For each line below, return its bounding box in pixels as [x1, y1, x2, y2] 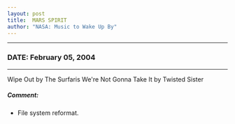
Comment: [7, 91, 39, 100]
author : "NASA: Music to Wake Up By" [7, 23, 117, 30]
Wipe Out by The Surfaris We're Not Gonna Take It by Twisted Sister [7, 75, 204, 84]
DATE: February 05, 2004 [7, 53, 96, 63]
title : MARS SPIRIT [7, 17, 68, 24]
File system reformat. [17, 109, 79, 117]
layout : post [7, 10, 45, 17]
